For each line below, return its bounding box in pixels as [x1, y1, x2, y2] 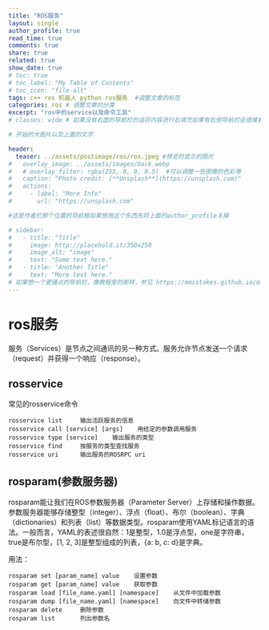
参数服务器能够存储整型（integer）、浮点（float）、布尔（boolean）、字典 [8, 507, 246, 517]
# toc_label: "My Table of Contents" [8, 79, 134, 87]
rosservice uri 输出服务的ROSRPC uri [8, 450, 147, 459]
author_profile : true [8, 26, 81, 34]
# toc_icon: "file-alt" [8, 86, 88, 95]
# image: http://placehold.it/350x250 [8, 241, 152, 249]
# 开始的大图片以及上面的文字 [8, 131, 94, 139]
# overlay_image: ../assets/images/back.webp [8, 160, 171, 168]
